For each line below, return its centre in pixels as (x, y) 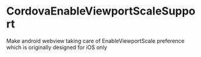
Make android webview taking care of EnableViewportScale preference (95, 41)
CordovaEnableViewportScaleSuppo (101, 11)
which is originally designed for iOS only (57, 47)
